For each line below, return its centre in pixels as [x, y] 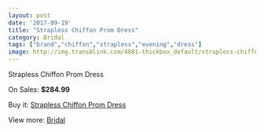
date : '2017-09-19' [40, 23]
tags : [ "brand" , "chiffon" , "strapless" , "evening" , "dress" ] [105, 45]
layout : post [29, 15]
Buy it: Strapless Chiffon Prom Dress [67, 104]
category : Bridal [37, 37]
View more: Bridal [37, 120]
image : [19, 52]
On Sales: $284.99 [39, 90]
